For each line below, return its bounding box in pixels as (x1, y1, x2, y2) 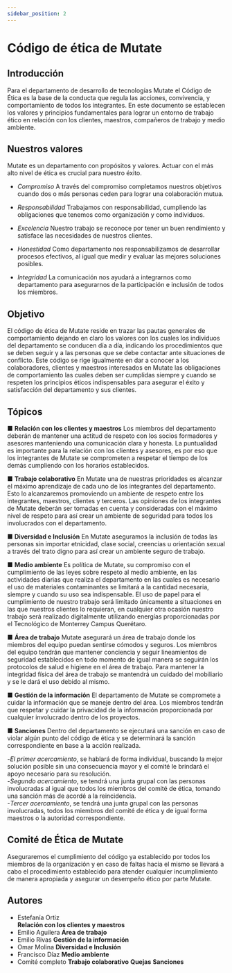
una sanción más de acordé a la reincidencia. (7, 792, 136, 800)
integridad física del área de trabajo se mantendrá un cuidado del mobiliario (7, 670, 224, 678)
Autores (7, 894, 43, 907)
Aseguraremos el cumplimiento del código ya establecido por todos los (7, 852, 211, 860)
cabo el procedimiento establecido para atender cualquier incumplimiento (7, 867, 218, 876)
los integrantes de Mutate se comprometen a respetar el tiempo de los (7, 454, 208, 462)
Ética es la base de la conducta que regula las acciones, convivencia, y (7, 93, 210, 101)
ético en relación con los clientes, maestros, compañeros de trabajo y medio (7, 115, 225, 124)
